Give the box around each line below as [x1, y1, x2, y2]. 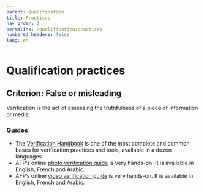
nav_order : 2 [6, 20, 40, 26]
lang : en [6, 37, 29, 43]
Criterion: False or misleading [6, 88, 122, 98]
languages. [15, 153, 44, 160]
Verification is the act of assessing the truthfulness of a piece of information [6, 105, 198, 111]
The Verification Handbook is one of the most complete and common [15, 140, 190, 147]
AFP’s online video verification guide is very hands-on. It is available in [15, 172, 194, 180]
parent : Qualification [6, 9, 64, 15]
